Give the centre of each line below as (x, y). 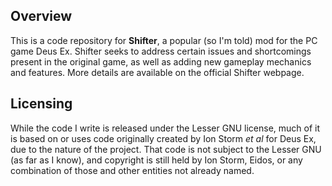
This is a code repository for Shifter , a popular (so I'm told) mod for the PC (164, 40)
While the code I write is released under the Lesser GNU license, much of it (165, 128)
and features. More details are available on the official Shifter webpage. (157, 72)
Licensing (41, 104)
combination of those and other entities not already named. (132, 170)
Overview (41, 16)
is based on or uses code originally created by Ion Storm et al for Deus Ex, (163, 138)
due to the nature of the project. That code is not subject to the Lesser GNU (166, 149)
